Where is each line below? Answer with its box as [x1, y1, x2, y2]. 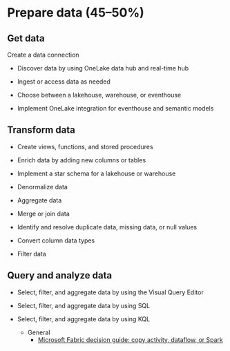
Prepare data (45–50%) [7, 5, 145, 21]
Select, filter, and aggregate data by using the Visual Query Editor [17, 288, 204, 296]
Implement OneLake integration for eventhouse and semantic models [17, 104, 214, 112]
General [27, 328, 50, 336]
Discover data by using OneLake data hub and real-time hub [17, 64, 189, 72]
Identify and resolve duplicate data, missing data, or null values [17, 222, 198, 231]
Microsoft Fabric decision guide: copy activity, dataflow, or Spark [37, 335, 223, 343]
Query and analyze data [7, 269, 113, 281]
